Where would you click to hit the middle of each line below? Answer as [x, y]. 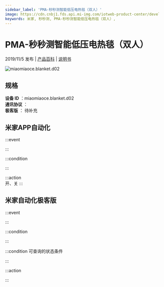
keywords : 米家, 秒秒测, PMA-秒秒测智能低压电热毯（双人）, [60, 19]
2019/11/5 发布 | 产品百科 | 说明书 [38, 59]
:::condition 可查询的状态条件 [34, 251]
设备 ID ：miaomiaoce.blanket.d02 [40, 98]
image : [12, 14]
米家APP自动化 [28, 127]
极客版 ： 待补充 [21, 110]
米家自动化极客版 [31, 200]
